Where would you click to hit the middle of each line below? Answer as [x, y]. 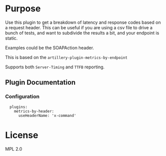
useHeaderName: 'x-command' [47, 115]
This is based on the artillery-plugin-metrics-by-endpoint [66, 57]
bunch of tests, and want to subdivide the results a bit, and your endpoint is [82, 33]
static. [11, 38]
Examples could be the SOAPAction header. [50, 48]
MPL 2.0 [14, 149]
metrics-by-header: [34, 111]
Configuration [22, 97]
